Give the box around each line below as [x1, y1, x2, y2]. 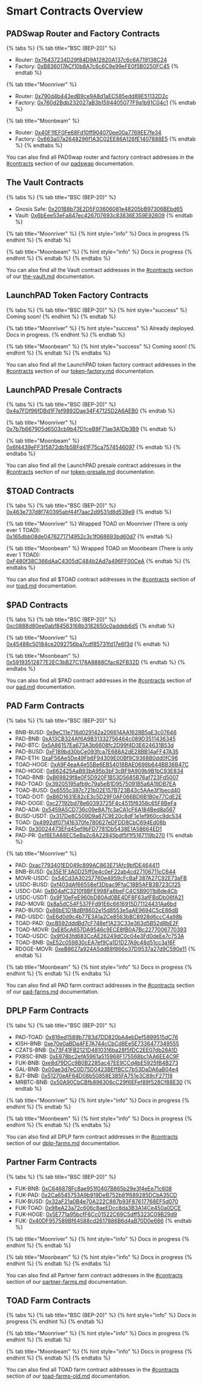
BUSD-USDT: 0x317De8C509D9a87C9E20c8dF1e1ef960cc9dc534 [15, 812, 182, 819]
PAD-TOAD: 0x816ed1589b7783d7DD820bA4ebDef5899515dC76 [15, 1033, 178, 1040]
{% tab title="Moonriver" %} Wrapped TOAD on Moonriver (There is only [6, 520, 188, 528]
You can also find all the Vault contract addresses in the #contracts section [6, 266, 194, 273]
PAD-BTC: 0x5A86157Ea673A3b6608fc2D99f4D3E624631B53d [15, 741, 174, 749]
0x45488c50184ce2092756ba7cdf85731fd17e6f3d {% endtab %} [6, 640, 170, 648]
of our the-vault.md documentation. [6, 273, 96, 280]
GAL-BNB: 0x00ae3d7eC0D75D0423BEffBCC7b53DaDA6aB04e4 [15, 1065, 179, 1073]
